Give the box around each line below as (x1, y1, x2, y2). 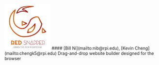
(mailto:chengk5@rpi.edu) (4, 50, 57, 56)
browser (4, 56, 21, 62)
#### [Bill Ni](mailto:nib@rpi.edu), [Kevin (51, 45, 134, 51)
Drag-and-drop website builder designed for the (57, 50, 154, 56)
